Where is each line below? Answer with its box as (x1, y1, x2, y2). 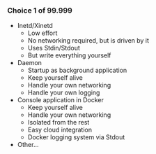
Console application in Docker (17, 96, 104, 104)
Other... (17, 141, 40, 149)
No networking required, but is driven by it (27, 36, 150, 45)
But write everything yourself (27, 51, 111, 59)
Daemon (17, 59, 42, 67)
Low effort (27, 29, 58, 37)
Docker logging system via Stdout (27, 133, 125, 141)
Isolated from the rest (27, 118, 90, 127)
